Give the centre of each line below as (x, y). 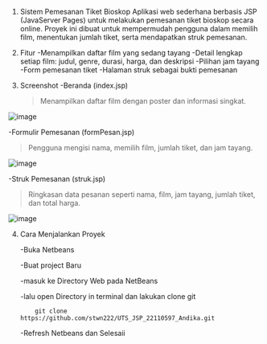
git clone (51, 311)
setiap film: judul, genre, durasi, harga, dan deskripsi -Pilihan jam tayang (140, 61)
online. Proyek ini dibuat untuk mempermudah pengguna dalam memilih (139, 29)
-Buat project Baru (51, 265)
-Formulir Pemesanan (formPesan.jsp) (72, 132)
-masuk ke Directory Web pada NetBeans (89, 281)
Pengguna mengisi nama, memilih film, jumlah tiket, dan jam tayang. (140, 147)
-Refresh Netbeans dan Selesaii (73, 333)
